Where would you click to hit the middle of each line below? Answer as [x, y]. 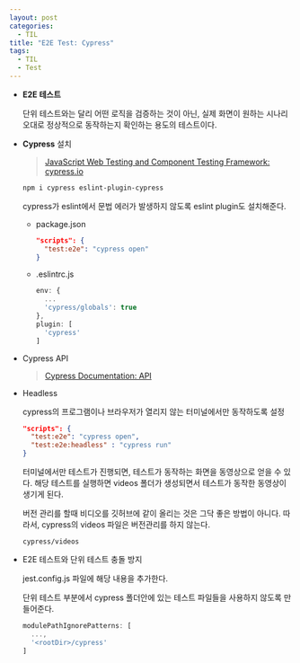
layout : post [34, 18]
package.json [61, 224]
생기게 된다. [43, 494]
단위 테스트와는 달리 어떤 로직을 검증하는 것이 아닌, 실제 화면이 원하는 [143, 113]
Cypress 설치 [47, 144]
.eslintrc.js [55, 274]
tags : [19, 51]
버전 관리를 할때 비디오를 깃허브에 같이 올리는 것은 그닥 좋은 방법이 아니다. [151, 513]
